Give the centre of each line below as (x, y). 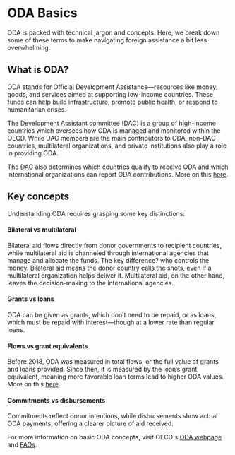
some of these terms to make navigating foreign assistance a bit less (107, 40)
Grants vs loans (31, 299)
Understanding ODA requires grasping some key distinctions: (96, 213)
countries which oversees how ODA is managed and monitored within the (114, 130)
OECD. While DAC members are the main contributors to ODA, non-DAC (112, 138)
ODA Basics (42, 13)
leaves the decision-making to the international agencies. (91, 283)
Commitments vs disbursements (56, 400)
